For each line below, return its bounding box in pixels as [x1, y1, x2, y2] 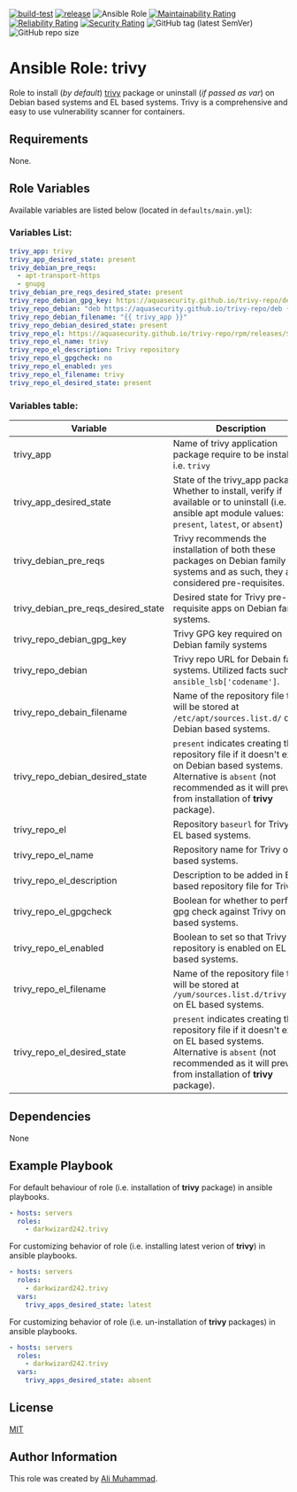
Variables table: [9, 399, 79, 412]
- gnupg [17, 280, 46, 289]
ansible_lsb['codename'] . [172, 676, 280, 688]
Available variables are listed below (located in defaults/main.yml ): [9, 205, 253, 215]
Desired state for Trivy [172, 591, 266, 604]
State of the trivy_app [172, 474, 262, 486]
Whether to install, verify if [172, 485, 283, 498]
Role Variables [9, 182, 90, 197]
